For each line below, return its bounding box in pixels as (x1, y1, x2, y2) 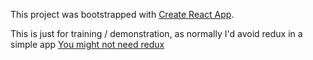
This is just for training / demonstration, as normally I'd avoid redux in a (10, 28, 303, 39)
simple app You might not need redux (10, 39, 165, 50)
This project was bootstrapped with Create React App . (10, 9, 235, 20)
